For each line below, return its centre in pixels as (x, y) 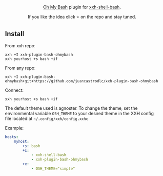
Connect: (14, 90)
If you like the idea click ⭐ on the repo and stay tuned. (82, 17)
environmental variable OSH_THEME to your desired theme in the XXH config (80, 113)
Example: (14, 128)
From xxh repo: (20, 45)
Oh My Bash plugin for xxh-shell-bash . (82, 7)
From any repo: (20, 68)
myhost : (21, 141)
